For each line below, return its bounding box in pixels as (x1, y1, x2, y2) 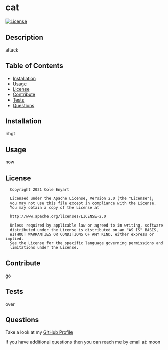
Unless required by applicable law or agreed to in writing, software (10, 223, 163, 228)
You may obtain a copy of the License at (10, 205, 100, 210)
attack (5, 46, 19, 53)
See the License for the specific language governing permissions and (10, 241, 163, 246)
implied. (5, 236, 24, 241)
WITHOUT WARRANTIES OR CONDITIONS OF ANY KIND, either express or (10, 232, 154, 237)
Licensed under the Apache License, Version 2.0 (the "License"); (10, 196, 154, 201)
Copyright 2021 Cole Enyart (10, 187, 70, 192)
